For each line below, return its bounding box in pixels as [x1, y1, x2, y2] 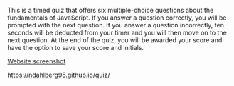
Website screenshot [7, 57, 66, 66]
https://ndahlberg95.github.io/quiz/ [7, 70, 110, 79]
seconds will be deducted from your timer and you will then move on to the [7, 28, 228, 37]
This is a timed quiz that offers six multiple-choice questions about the [7, 6, 214, 14]
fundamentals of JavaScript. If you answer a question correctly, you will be [7, 13, 227, 22]
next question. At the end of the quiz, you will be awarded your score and [7, 36, 223, 44]
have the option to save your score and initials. [7, 44, 144, 51]
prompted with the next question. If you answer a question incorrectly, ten [7, 21, 224, 29]
